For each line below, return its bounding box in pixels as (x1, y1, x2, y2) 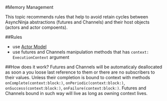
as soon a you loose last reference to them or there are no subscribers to (5, 69, 156, 75)
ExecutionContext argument (12, 54, 70, 60)
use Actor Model (12, 44, 47, 49)
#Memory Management (5, 4, 54, 10)
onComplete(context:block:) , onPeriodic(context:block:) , (5, 80, 126, 86)
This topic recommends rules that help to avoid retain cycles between (5, 14, 149, 19)
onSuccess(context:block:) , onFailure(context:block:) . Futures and (5, 85, 147, 91)
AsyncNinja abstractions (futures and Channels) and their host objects (5, 19, 150, 25)
